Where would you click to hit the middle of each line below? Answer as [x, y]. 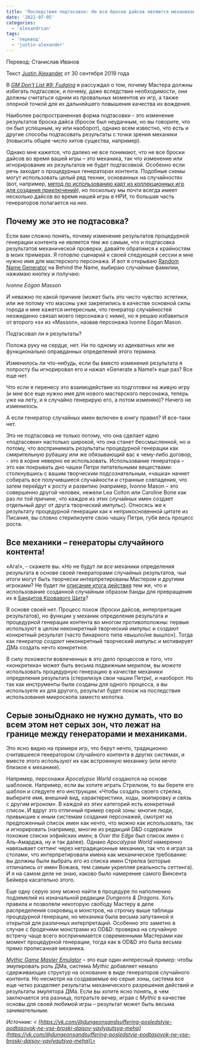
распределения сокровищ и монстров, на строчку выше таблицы [90, 910]
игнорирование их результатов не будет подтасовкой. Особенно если [96, 165]
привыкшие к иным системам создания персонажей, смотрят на [89, 817]
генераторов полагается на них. [47, 202]
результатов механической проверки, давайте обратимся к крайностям [98, 248]
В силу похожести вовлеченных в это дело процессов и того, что [89, 659]
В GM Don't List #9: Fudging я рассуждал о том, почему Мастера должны [99, 84]
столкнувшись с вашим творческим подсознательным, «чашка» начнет [98, 473]
